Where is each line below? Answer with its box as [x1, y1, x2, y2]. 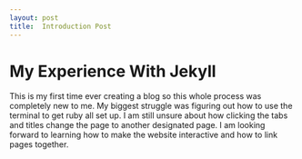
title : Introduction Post [9, 22, 112, 31]
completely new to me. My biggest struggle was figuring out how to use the [9, 101, 293, 112]
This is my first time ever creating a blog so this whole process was [9, 91, 262, 102]
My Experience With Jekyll [9, 61, 216, 82]
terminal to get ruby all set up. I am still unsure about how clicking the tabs [9, 110, 288, 121]
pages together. [9, 139, 69, 150]
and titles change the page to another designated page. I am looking [9, 120, 266, 131]
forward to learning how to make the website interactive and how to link [9, 129, 278, 141]
